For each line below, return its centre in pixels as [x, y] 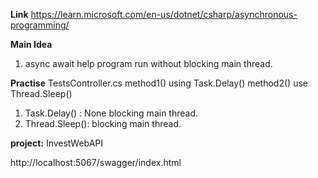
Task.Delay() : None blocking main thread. [111, 113]
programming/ [40, 25]
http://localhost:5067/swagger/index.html [96, 162]
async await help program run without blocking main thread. [148, 63]
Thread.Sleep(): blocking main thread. [103, 123]
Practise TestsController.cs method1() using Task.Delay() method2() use [159, 83]
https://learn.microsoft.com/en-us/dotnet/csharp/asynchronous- [164, 14]
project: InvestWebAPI [57, 143]
